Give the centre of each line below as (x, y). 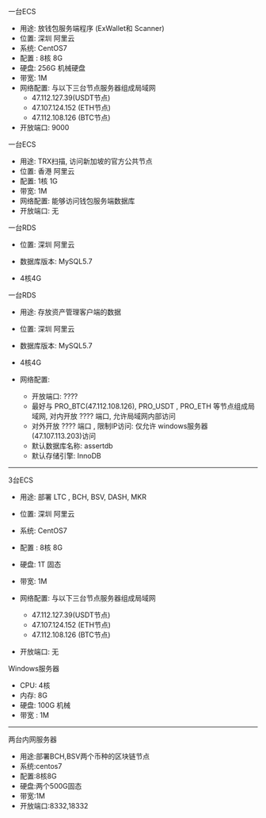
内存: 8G (33, 695)
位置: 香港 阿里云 (47, 171)
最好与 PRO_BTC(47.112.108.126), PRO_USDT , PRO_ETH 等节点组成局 (143, 406)
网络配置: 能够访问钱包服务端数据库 (77, 201)
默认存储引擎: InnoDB (66, 456)
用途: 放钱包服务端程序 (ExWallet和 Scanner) (92, 28)
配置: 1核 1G (38, 181)
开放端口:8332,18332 (54, 806)
